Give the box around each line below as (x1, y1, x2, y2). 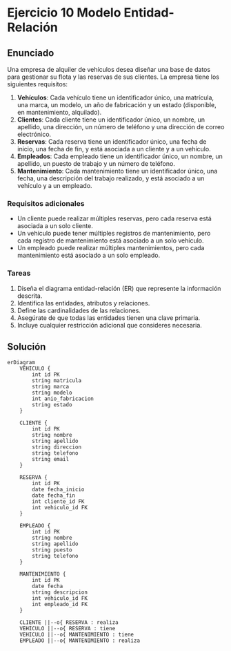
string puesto (32, 547, 72, 554)
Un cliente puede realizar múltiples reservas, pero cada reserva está (17, 214, 212, 223)
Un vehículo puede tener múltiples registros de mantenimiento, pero (17, 229, 211, 238)
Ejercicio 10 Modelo (7, 5, 121, 21)
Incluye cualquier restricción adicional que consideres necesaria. (17, 321, 202, 329)
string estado (32, 402, 72, 408)
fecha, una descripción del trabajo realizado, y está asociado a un (17, 174, 205, 182)
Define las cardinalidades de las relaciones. (17, 306, 141, 314)
